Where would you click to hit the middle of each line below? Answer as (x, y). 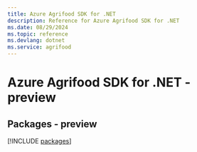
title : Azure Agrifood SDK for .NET (62, 14)
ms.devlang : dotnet (36, 41)
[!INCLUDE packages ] (39, 141)
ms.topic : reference (38, 34)
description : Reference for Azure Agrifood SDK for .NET (94, 21)
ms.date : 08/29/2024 (38, 27)
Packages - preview (52, 124)
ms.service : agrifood (39, 47)
